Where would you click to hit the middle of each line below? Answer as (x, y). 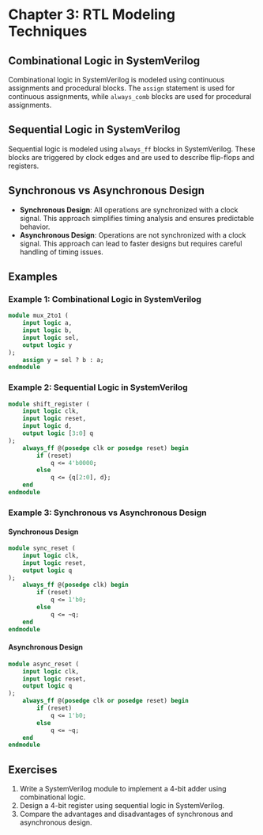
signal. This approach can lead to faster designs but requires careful (131, 243)
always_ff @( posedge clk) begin (75, 585)
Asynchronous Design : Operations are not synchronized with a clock (133, 234)
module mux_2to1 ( (38, 316)
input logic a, (47, 323)
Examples (33, 277)
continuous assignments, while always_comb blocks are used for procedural (130, 96)
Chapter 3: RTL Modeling (92, 15)
